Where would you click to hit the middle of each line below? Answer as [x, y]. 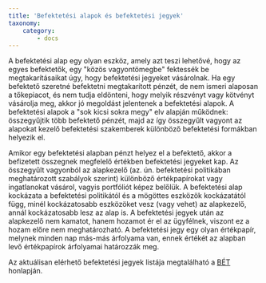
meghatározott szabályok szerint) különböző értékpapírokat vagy [116, 179]
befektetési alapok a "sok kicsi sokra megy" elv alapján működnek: [118, 112]
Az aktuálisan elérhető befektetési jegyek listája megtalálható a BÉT [119, 262]
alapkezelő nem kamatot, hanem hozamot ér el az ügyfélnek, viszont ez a [129, 221]
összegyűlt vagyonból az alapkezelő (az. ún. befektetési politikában [120, 170]
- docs [48, 38]
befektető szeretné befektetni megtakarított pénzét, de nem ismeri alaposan [133, 87]
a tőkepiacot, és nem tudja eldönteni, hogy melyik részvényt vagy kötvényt [131, 95]
